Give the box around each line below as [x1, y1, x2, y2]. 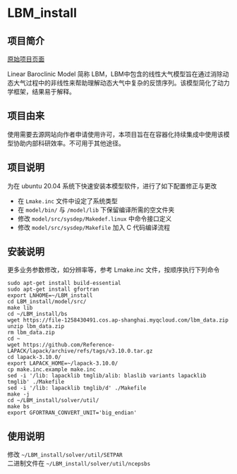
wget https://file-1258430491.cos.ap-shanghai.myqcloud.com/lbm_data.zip [7, 317, 229, 324]
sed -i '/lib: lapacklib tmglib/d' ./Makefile [7, 384, 147, 392]
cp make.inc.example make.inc [7, 366, 97, 373]
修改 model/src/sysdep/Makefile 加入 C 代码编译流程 [17, 223, 171, 231]
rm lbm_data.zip [7, 329, 55, 336]
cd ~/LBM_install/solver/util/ [7, 397, 99, 404]
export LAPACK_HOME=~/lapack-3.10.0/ [7, 360, 119, 367]
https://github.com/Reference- [23, 341, 115, 348]
